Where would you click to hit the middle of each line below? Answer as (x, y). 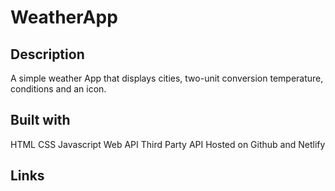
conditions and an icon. (58, 89)
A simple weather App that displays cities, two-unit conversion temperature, (167, 78)
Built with (40, 120)
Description (47, 54)
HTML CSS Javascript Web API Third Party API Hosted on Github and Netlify (168, 144)
